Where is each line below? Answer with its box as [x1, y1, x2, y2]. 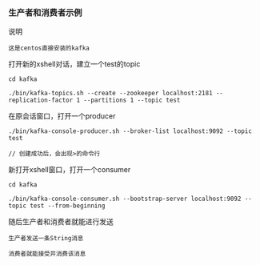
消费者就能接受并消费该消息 [8, 250, 86, 258]
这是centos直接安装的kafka [8, 44, 90, 53]
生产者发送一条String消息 [8, 235, 84, 243]
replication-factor [8, 96, 74, 105]
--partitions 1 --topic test [83, 96, 181, 105]
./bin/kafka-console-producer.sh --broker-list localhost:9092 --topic [8, 127, 252, 135]
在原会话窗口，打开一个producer [8, 111, 116, 121]
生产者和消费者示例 [8, 6, 82, 18]
